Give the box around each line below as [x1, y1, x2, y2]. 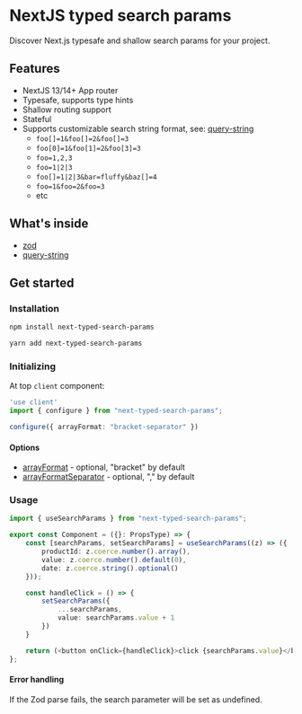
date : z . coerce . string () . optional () [41, 563, 179, 573]
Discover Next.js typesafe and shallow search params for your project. [9, 35, 271, 46]
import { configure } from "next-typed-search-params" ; [9, 406, 223, 416]
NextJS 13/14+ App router [22, 84, 119, 95]
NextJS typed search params [9, 5, 232, 26]
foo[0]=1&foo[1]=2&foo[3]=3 [35, 144, 141, 153]
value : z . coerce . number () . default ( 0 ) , [41, 555, 187, 564]
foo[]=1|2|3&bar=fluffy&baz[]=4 [35, 172, 157, 181]
